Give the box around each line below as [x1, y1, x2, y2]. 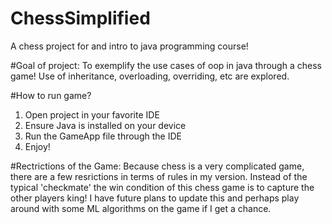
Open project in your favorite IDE [24, 108, 160, 121]
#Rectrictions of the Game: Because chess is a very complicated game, [10, 160, 305, 172]
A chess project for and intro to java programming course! [10, 40, 249, 52]
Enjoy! [24, 140, 51, 152]
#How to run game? [10, 89, 92, 101]
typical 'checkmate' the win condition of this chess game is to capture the [10, 181, 315, 193]
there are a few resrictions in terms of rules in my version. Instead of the [10, 170, 308, 182]
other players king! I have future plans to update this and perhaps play [10, 192, 300, 204]
